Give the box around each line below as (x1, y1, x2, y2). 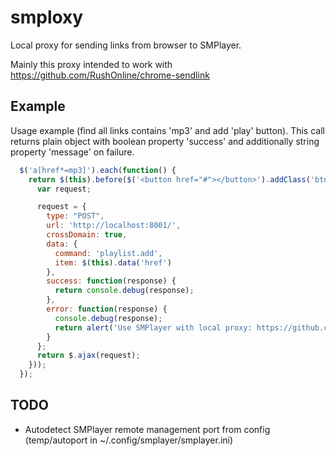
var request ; (36, 184, 92, 194)
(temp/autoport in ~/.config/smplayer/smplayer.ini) (24, 434, 234, 446)
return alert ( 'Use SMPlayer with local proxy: (54, 322, 253, 333)
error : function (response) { (46, 304, 168, 314)
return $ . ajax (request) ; (36, 351, 141, 361)
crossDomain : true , (46, 230, 128, 240)
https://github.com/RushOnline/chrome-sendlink (10, 69, 210, 81)
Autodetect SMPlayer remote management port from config (24, 423, 271, 435)
